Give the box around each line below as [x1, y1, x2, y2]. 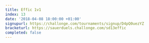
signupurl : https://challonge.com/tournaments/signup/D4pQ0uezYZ [5, 21, 144, 26]
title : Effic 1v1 [5, 7, 41, 12]
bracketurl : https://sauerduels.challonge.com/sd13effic [5, 26, 126, 31]
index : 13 [5, 12, 26, 17]
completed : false [5, 30, 41, 35]
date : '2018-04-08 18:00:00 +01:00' [5, 16, 81, 21]
